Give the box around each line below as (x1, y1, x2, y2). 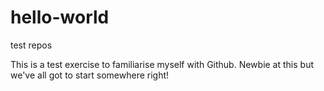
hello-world (10, 6, 110, 29)
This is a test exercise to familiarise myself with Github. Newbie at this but (10, 58, 315, 70)
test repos (10, 39, 53, 51)
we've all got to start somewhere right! (10, 69, 170, 81)
